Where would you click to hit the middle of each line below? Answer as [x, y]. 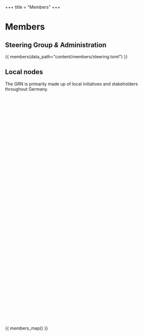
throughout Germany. [27, 89]
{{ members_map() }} [26, 328]
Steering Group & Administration [56, 45]
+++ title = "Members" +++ [33, 7]
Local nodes [24, 72]
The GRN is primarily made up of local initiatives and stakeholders [71, 84]
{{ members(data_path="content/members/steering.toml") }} [66, 57]
